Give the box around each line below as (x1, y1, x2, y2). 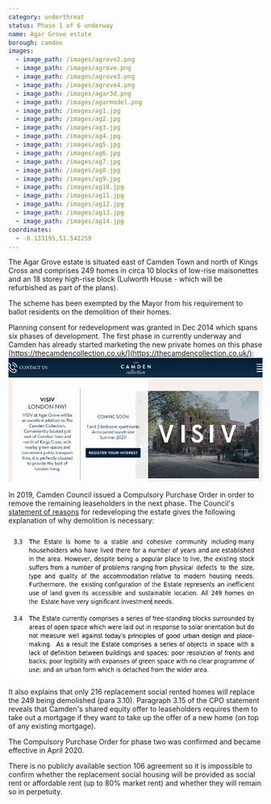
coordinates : (8, 226, 52, 234)
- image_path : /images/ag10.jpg (15, 183, 125, 191)
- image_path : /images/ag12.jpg (15, 200, 125, 209)
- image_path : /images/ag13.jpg (15, 209, 125, 217)
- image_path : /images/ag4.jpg (15, 132, 121, 140)
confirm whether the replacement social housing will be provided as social (8, 770, 256, 780)
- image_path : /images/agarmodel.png (15, 98, 143, 106)
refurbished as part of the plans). (8, 283, 119, 293)
